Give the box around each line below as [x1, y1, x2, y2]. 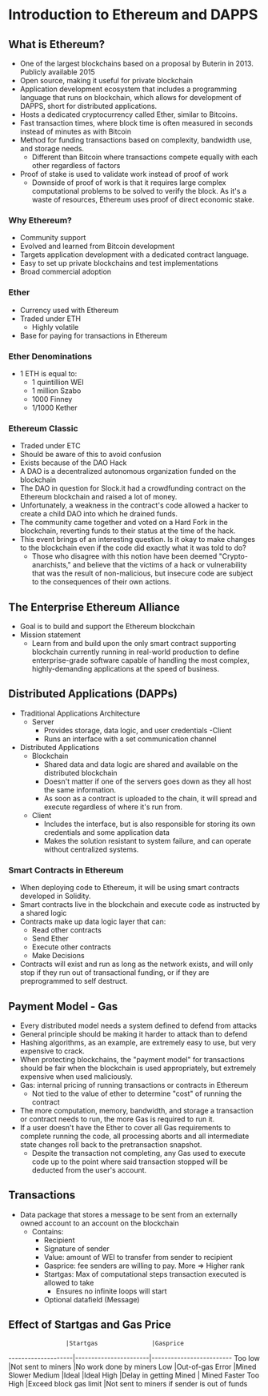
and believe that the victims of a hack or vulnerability [72, 560, 247, 570]
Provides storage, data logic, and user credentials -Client [43, 725, 232, 735]
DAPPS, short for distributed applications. [19, 102, 158, 110]
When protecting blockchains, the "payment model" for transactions [19, 1054, 246, 1064]
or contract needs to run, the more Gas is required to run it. [19, 1114, 215, 1124]
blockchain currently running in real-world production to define [31, 647, 240, 656]
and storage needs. [19, 144, 85, 153]
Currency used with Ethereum [19, 305, 118, 315]
